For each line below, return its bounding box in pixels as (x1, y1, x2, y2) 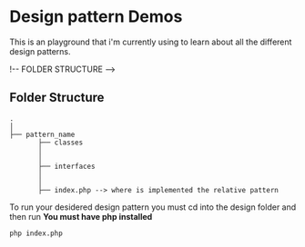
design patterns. (9, 45, 71, 56)
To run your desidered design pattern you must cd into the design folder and (9, 202, 297, 212)
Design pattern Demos (9, 6, 183, 27)
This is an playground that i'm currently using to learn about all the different (9, 36, 292, 47)
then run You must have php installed (9, 211, 153, 222)
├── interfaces (37, 162, 96, 171)
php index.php (9, 229, 64, 238)
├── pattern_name (9, 130, 76, 139)
